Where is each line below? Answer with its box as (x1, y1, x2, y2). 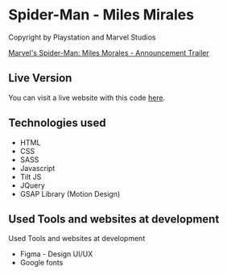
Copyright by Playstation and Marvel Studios (8, 32, 156, 42)
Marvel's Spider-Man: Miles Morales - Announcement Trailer (8, 48, 209, 57)
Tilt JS (19, 172, 42, 181)
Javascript (19, 163, 56, 173)
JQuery (19, 180, 46, 190)
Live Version (8, 71, 72, 85)
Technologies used (8, 116, 106, 130)
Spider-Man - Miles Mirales (8, 6, 195, 24)
